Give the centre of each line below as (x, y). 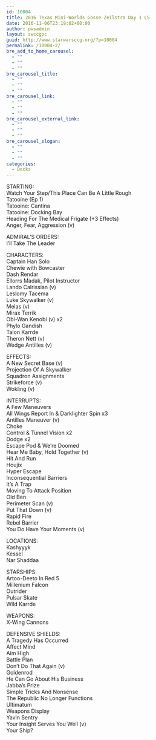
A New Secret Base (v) (34, 363)
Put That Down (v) (29, 510)
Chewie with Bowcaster (36, 268)
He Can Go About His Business (45, 679)
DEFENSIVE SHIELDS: (34, 634)
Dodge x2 (18, 439)
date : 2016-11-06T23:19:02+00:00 (48, 23)
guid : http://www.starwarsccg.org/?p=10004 (62, 40)
